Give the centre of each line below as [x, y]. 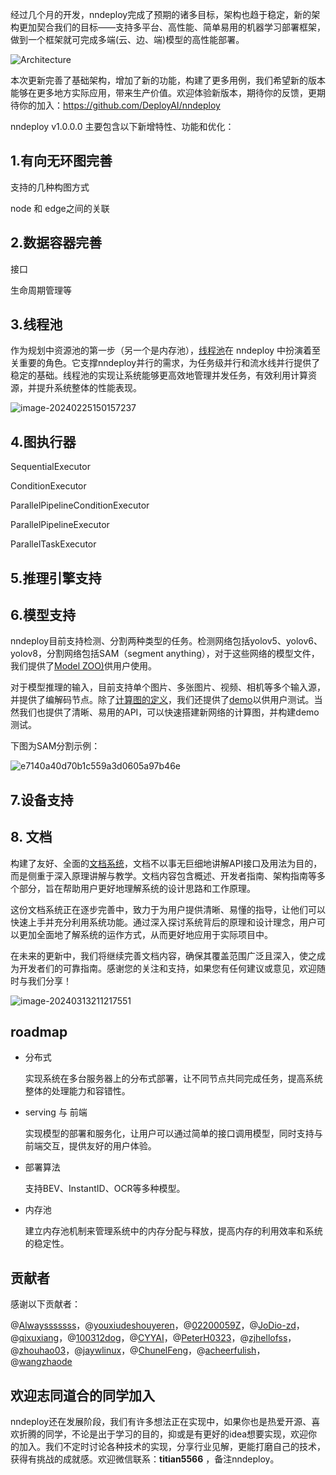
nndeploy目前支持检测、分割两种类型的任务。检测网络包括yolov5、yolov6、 [166, 641]
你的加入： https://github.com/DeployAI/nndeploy [119, 105]
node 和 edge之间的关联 [60, 208]
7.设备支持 [42, 799]
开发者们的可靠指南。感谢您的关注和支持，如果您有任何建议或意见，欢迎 [167, 968]
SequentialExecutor [50, 467]
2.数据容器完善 [56, 243]
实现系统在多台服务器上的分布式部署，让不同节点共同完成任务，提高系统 [173, 1079]
